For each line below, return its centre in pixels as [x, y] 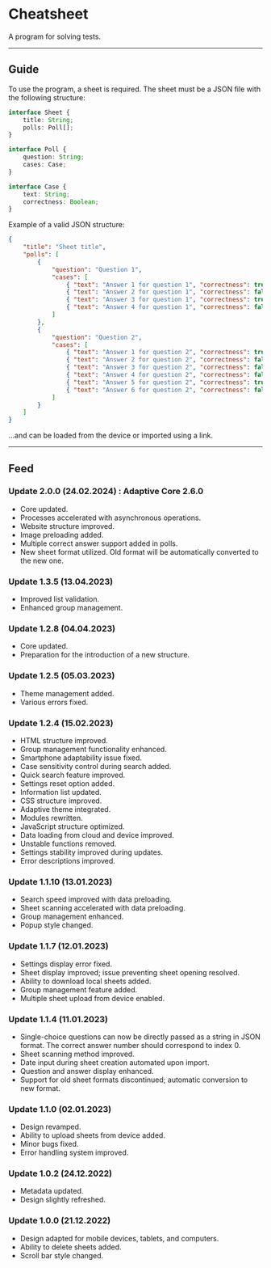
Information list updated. [61, 792]
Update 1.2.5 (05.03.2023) [62, 676]
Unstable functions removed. [68, 843]
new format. [40, 1088]
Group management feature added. [79, 989]
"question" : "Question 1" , [97, 269]
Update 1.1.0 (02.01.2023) [60, 1109]
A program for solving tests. [55, 36]
